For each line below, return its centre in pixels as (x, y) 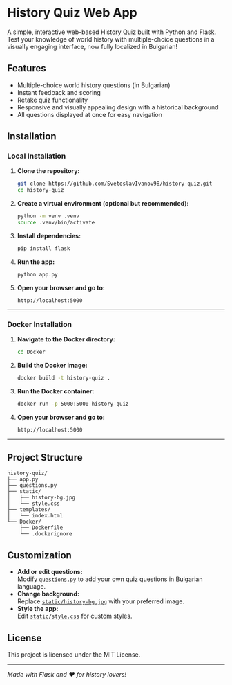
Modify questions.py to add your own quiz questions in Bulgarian (110, 579)
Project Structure (45, 457)
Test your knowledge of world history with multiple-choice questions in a (111, 39)
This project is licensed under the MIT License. (74, 655)
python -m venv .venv (48, 216)
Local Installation (37, 156)
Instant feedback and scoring (59, 92)
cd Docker (31, 352)
